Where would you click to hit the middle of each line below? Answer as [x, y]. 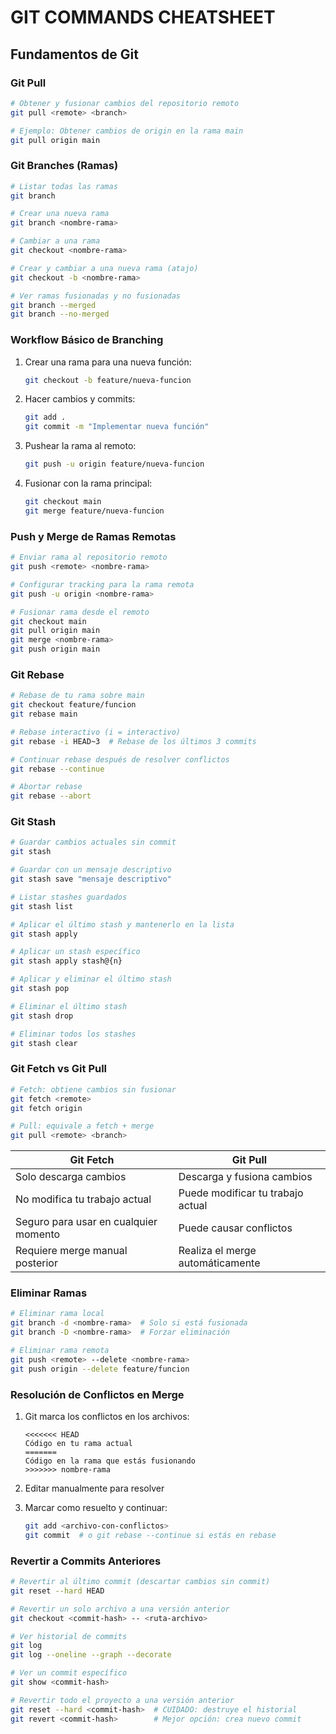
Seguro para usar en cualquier [86, 1222]
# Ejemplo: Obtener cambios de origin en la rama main [127, 131]
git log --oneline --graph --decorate [91, 1655]
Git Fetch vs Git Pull [59, 1069]
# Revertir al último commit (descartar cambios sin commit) [140, 1582]
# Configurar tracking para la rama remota [102, 584]
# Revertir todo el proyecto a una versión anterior [122, 1700]
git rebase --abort [51, 796]
